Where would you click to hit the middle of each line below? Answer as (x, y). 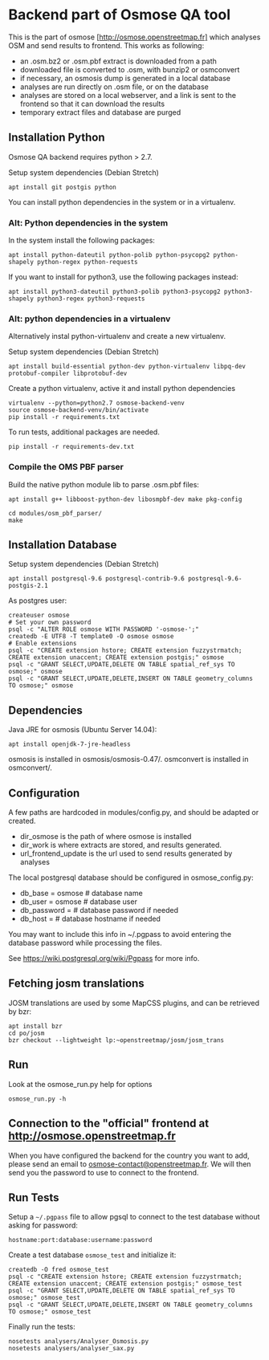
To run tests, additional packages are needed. (84, 432)
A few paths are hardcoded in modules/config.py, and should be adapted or (134, 812)
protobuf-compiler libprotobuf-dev (68, 374)
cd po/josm (26, 1033)
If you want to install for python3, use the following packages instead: (123, 277)
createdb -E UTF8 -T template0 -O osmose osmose (91, 637)
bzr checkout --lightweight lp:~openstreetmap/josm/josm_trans (116, 1040)
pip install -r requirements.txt (64, 417)
